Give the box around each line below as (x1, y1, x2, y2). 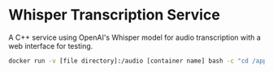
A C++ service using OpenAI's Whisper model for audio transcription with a (8, 32, 262, 42)
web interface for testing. (8, 41, 93, 50)
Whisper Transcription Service (8, 6, 221, 24)
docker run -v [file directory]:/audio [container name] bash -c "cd (8, 57, 249, 65)
